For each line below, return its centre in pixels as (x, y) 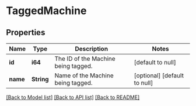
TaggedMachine (46, 11)
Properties (26, 33)
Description (92, 49)
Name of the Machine (84, 76)
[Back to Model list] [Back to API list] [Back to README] (73, 97)
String (40, 79)
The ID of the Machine (85, 59)
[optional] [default (159, 76)
